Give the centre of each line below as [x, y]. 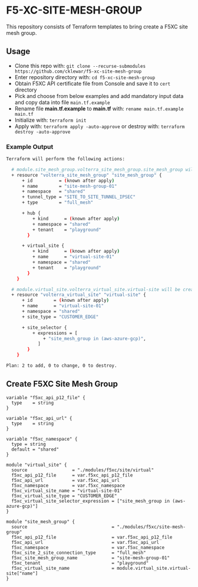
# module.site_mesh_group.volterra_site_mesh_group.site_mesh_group [97, 169]
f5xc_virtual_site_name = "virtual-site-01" [67, 491]
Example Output [30, 146]
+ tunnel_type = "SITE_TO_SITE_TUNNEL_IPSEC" [78, 197]
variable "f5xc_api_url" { [39, 418]
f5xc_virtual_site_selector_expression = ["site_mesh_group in [90, 501]
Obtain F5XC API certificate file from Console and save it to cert [93, 83]
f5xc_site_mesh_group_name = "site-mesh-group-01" [90, 558]
